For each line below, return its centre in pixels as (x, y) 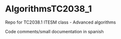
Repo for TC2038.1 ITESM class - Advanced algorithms (60, 22)
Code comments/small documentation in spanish (54, 31)
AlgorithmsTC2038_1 (48, 9)
